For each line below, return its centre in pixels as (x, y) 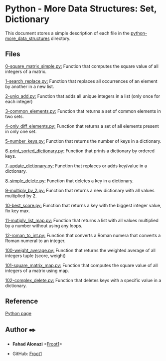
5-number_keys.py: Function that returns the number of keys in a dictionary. (83, 141)
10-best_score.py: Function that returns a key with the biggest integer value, (83, 205)
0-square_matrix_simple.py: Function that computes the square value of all (82, 66)
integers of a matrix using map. (37, 271)
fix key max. (18, 211)
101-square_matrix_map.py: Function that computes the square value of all (82, 265)
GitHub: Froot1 (27, 354)
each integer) (19, 101)
